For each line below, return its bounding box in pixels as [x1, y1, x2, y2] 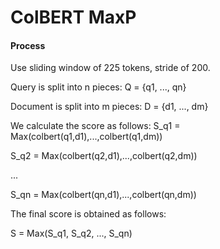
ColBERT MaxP [10, 6, 137, 29]
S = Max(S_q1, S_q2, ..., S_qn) [10, 227, 133, 240]
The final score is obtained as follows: [10, 208, 167, 220]
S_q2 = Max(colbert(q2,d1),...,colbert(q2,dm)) [10, 150, 198, 162]
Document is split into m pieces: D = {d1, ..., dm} [10, 101, 209, 113]
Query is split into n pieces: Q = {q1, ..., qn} [10, 81, 187, 93]
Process [10, 39, 46, 51]
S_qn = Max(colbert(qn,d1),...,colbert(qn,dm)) [10, 189, 197, 201]
